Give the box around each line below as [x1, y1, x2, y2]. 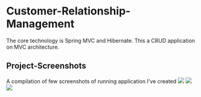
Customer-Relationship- [6, 4, 131, 18]
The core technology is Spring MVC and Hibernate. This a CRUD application [6, 37, 195, 44]
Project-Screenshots [6, 61, 86, 71]
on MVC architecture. [6, 43, 59, 51]
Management [6, 17, 75, 31]
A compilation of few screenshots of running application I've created [6, 77, 177, 85]
